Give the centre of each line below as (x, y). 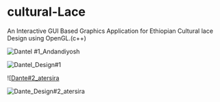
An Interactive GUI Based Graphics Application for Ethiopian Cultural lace (110, 31)
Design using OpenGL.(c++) (47, 38)
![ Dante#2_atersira (33, 78)
